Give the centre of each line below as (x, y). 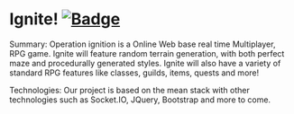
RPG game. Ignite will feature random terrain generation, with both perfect (147, 53)
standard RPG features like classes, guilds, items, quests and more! (134, 73)
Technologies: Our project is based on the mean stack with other (129, 90)
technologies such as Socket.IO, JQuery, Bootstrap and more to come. (140, 100)
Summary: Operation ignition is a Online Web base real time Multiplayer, (142, 44)
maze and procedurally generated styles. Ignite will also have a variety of (145, 63)
